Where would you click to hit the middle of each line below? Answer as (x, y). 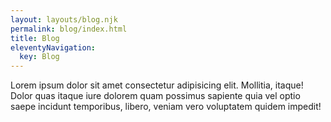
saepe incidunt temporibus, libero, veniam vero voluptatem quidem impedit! (166, 107)
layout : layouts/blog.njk (64, 19)
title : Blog (35, 38)
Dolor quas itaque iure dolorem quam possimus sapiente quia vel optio (155, 96)
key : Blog (39, 57)
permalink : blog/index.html (69, 29)
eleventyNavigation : (53, 47)
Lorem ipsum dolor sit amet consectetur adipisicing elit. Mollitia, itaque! (157, 85)
